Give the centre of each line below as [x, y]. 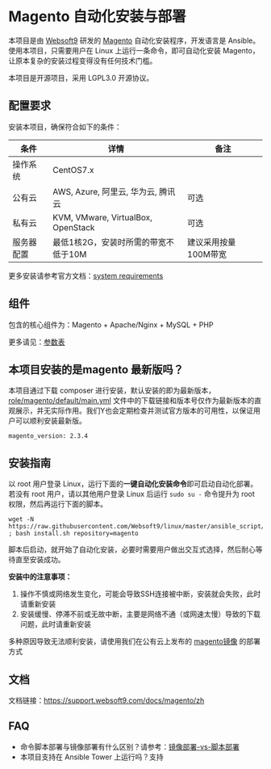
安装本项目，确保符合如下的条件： [65, 127]
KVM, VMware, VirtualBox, [102, 217]
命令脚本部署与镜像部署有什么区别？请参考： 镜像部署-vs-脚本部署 [129, 746]
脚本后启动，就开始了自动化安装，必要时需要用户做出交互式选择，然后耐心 [132, 549]
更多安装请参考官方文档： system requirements [86, 275]
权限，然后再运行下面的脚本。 [58, 504]
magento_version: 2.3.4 [48, 436]
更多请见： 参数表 [37, 342]
